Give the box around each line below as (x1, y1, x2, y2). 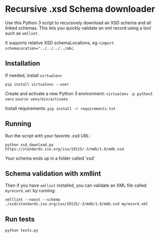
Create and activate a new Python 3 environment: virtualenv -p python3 (5, 90, 153, 97)
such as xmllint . (5, 30, 39, 36)
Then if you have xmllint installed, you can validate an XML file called (5, 182, 147, 188)
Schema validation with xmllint (5, 169, 102, 178)
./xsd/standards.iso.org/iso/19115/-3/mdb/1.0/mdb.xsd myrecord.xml (5, 202, 148, 206)
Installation (5, 59, 40, 68)
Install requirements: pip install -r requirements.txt (5, 105, 116, 111)
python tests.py (5, 228, 38, 233)
